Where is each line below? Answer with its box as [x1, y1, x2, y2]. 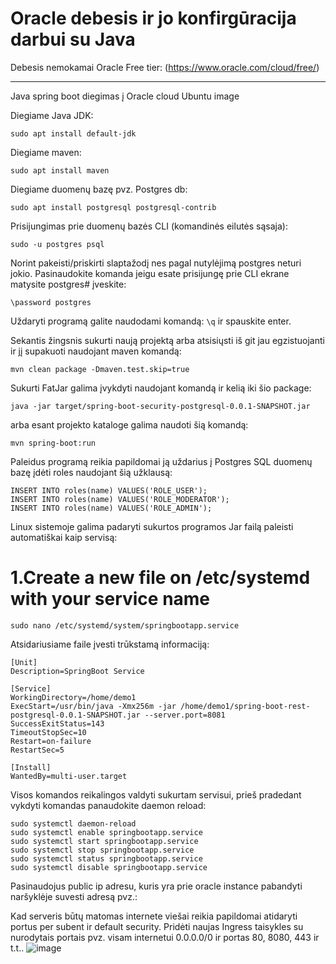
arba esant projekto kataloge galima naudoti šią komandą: [10, 418, 249, 431]
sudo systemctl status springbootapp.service [10, 853, 203, 864]
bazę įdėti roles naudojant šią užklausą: [10, 466, 173, 478]
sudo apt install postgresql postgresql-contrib [10, 202, 217, 212]
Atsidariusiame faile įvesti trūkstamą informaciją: [10, 638, 210, 650]
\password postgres [10, 297, 92, 307]
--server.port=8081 [144, 710, 226, 720]
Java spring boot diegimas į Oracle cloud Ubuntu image [10, 90, 240, 102]
